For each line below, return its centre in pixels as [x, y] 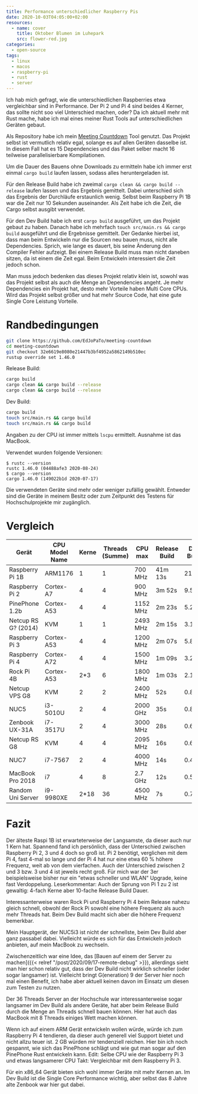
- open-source [29, 50]
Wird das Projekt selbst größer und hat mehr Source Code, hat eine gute [94, 295]
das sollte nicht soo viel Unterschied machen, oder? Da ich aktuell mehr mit [98, 112]
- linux [21, 61]
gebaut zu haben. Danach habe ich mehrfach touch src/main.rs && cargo [96, 227]
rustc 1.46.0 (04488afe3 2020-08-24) [52, 468]
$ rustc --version [29, 463]
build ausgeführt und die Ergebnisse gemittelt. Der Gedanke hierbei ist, [93, 233]
